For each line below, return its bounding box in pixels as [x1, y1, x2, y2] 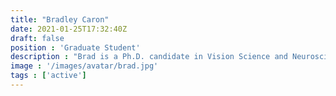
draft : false [10, 33, 65, 43]
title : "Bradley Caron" [10, 14, 110, 25]
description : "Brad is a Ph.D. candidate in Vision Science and [10, 52, 288, 62]
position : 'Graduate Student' [10, 42, 141, 53]
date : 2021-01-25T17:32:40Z [10, 24, 128, 34]
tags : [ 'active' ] [10, 71, 87, 81]
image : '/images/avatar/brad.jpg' [10, 61, 159, 71]
